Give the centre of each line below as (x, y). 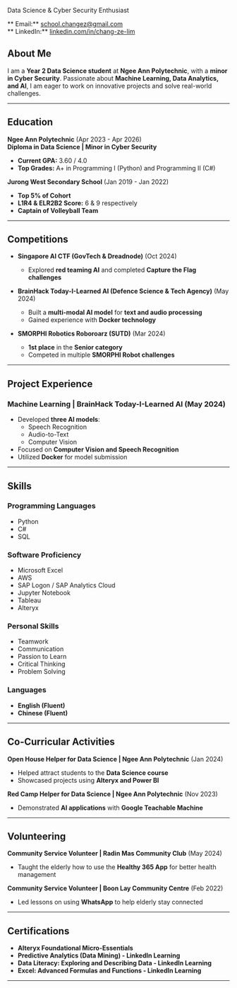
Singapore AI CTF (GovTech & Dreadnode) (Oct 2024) (97, 256)
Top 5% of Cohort (44, 195)
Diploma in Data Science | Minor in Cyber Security (82, 147)
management (37, 875)
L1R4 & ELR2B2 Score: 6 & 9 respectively (77, 203)
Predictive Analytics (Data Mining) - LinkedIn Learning (99, 955)
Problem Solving (41, 672)
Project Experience (50, 384)
